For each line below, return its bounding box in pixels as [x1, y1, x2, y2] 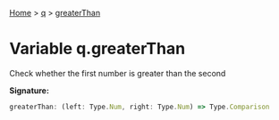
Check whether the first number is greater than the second [9, 68, 226, 78]
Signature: [9, 84, 49, 96]
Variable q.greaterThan [9, 39, 186, 59]
